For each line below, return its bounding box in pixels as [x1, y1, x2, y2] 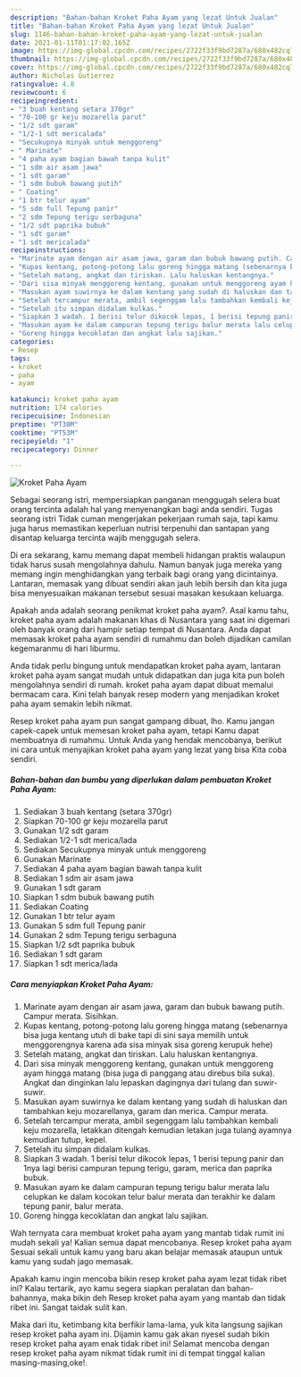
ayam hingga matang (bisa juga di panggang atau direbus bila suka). [22, 1068, 275, 1078]
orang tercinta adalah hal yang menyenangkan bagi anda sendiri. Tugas [10, 504, 273, 515]
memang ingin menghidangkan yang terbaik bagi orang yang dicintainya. [10, 569, 279, 579]
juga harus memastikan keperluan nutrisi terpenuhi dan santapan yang [10, 523, 270, 534]
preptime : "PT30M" [10, 419, 79, 429]
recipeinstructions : [10, 246, 88, 255]
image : [10, 46, 35, 55]
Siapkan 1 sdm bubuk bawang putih [22, 891, 155, 903]
